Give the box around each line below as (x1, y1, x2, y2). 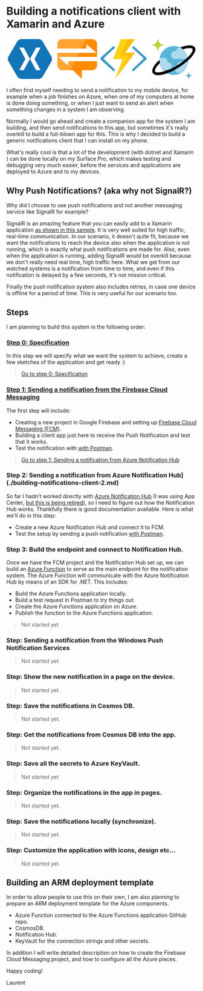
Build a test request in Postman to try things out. (14, 596, 135, 604)
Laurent (6, 979, 26, 986)
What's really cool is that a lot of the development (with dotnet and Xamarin (6, 148, 195, 156)
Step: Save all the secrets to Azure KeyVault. (6, 759, 140, 768)
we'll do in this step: (6, 512, 56, 519)
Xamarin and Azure (6, 17, 105, 31)
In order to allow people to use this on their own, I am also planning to (6, 893, 179, 901)
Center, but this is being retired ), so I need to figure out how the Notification (6, 499, 195, 506)
